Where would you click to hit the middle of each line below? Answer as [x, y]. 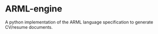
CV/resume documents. [29, 27]
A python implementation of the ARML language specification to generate [79, 22]
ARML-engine [34, 9]
